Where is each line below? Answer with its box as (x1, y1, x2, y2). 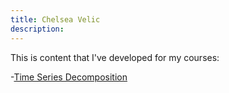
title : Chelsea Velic (10, 14, 101, 25)
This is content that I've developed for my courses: (10, 51, 220, 63)
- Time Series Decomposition (10, 71, 128, 83)
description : (10, 24, 65, 34)
